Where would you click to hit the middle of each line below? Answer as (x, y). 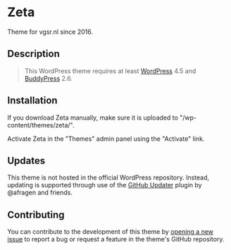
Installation (32, 100)
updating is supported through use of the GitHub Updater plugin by (105, 185)
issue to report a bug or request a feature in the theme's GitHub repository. (116, 239)
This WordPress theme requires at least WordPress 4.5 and (110, 70)
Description (33, 54)
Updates (26, 160)
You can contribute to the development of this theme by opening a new (110, 232)
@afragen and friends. (40, 193)
